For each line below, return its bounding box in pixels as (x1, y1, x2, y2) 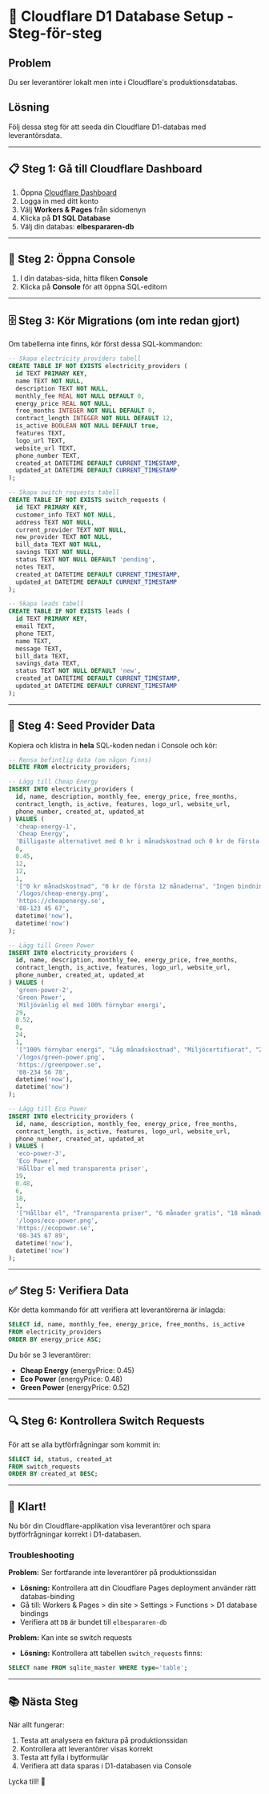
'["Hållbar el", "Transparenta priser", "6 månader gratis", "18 (15, 1209, 239, 1217)
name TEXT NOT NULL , (15, 377, 84, 385)
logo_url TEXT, (15, 436, 66, 444)
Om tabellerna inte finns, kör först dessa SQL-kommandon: (8, 339, 203, 349)
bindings (19, 1609, 50, 1618)
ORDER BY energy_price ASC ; (8, 1335, 102, 1343)
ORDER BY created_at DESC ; (8, 1470, 98, 1478)
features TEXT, (15, 429, 66, 437)
